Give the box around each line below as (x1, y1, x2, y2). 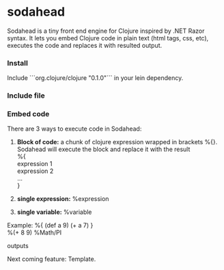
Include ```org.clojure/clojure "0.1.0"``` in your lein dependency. (7, 74, 184, 82)
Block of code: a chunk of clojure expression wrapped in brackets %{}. (16, 138, 218, 146)
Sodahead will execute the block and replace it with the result (16, 145, 191, 154)
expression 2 (16, 167, 54, 175)
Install (7, 58, 29, 68)
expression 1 (16, 160, 53, 168)
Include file (7, 91, 46, 100)
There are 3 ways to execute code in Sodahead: (7, 124, 142, 133)
